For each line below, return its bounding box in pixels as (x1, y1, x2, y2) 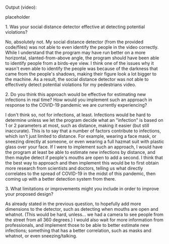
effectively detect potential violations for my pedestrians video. (5, 82, 136, 88)
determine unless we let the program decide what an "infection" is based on (5, 117, 164, 123)
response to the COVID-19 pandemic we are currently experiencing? (5, 102, 147, 108)
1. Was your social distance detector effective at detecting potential (5, 24, 145, 30)
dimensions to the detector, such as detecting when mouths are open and (5, 206, 159, 212)
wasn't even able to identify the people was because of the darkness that (5, 65, 158, 71)
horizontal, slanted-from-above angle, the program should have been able (5, 55, 159, 61)
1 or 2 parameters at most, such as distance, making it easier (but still (5, 123, 150, 128)
